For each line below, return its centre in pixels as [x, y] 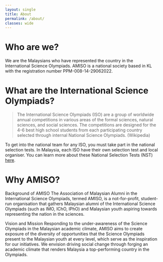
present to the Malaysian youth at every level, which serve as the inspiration [81, 239]
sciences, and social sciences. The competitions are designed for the [87, 125]
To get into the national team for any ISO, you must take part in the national [80, 145]
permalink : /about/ [25, 19]
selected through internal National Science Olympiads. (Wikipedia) [83, 135]
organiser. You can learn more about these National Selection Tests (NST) [79, 155]
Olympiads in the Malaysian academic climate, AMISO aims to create [74, 229]
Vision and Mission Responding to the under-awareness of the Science [76, 224]
